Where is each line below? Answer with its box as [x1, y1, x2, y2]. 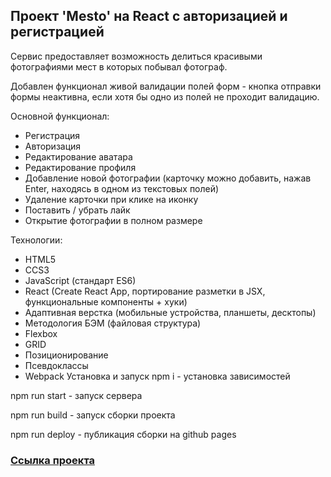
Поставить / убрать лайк [24, 204, 131, 216]
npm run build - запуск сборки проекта [10, 409, 176, 421]
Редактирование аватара [24, 150, 133, 163]
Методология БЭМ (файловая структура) [24, 317, 202, 329]
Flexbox [24, 327, 58, 339]
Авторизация [24, 140, 82, 152]
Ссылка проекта [10, 453, 95, 467]
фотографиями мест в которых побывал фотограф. [10, 60, 228, 73]
